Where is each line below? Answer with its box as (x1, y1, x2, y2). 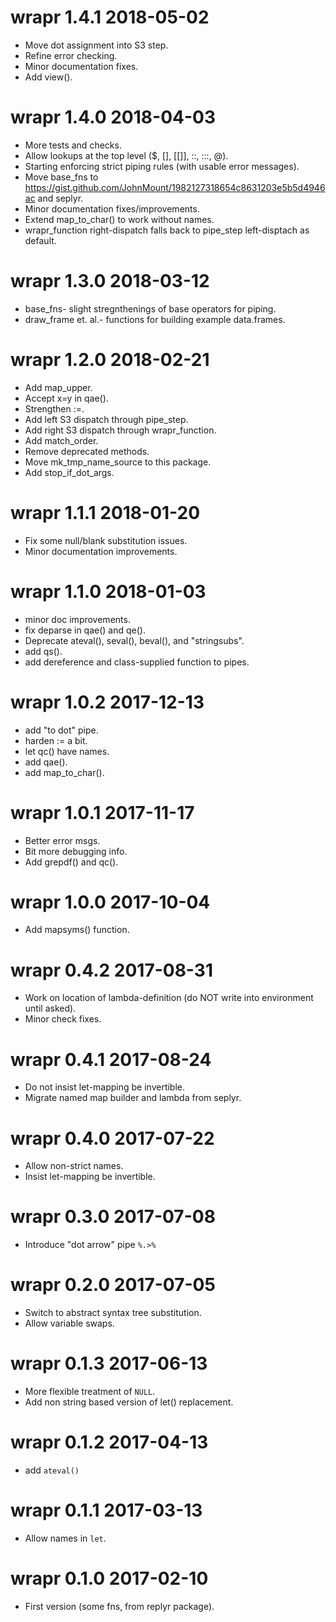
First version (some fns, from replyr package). (24, 1600, 215, 1612)
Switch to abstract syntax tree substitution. (24, 1307, 202, 1319)
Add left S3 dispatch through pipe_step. (24, 413, 189, 425)
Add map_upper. (24, 381, 93, 393)
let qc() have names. (24, 745, 110, 757)
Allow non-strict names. (24, 1160, 124, 1172)
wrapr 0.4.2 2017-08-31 (10, 959, 213, 981)
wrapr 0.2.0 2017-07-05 (10, 1274, 216, 1296)
